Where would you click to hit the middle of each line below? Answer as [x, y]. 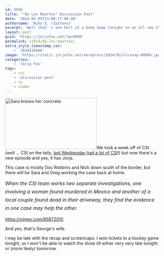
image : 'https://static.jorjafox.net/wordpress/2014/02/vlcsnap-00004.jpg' [84, 55]
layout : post [18, 32]
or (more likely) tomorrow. [31, 249]
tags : [10, 69]
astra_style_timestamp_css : [34, 46]
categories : [17, 59]
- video [21, 87]
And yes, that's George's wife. [35, 229]
